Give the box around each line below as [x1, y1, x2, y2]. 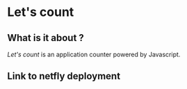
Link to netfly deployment [7, 70, 120, 82]
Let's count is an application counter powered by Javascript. [7, 50, 181, 58]
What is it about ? [7, 32, 85, 44]
